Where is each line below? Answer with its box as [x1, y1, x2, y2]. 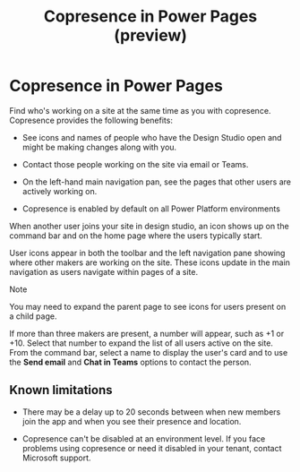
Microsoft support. [21, 452, 91, 463]
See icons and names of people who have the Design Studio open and [21, 132, 282, 142]
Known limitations [9, 382, 113, 398]
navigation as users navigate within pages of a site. [9, 266, 199, 277]
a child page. [9, 311, 57, 322]
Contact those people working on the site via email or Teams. [21, 159, 249, 169]
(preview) [113, 25, 188, 46]
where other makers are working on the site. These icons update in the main [9, 257, 291, 268]
